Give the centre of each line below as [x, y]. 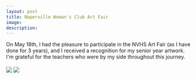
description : [22, 28]
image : [14, 22]
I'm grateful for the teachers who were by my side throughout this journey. [96, 57]
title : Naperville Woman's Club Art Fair [57, 17]
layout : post [22, 11]
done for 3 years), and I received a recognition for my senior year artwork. [96, 51]
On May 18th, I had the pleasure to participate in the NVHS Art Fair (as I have [98, 44]
